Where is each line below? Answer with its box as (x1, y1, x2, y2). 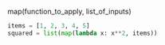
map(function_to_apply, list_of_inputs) (7, 7, 132, 16)
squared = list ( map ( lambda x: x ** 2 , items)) (7, 29, 158, 37)
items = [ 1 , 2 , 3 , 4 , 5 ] (7, 22, 90, 30)
